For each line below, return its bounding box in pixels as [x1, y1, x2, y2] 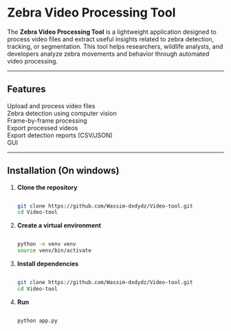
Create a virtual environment [16, 221, 102, 230]
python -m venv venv [16, 241, 76, 248]
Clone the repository [16, 183, 78, 191]
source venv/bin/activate [16, 247, 91, 254]
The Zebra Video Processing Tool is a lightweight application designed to [7, 28, 217, 36]
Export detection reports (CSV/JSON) [7, 131, 113, 139]
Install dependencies [16, 260, 79, 268]
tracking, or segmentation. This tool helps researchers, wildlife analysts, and [7, 42, 223, 50]
